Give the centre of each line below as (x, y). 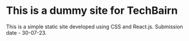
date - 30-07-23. (26, 32)
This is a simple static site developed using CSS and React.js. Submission (94, 27)
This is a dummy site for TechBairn (92, 11)
